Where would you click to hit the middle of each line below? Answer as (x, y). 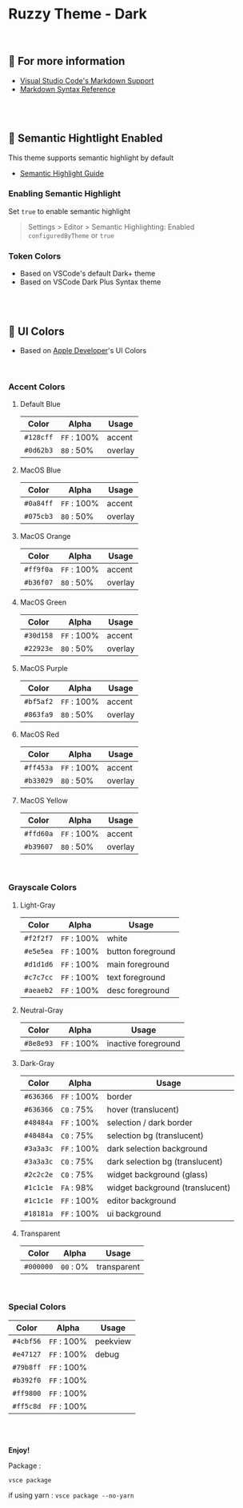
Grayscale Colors (43, 887)
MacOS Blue (40, 470)
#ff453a (38, 768)
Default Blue (40, 404)
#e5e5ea (38, 951)
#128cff (38, 438)
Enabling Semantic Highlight (65, 194)
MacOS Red (40, 734)
